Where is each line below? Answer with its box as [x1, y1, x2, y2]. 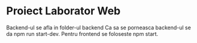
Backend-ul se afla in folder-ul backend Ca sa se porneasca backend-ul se [6, 24, 192, 31]
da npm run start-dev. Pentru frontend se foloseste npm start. [6, 30, 159, 37]
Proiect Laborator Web [6, 4, 121, 18]
